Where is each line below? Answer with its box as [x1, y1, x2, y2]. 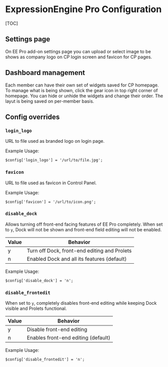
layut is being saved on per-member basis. [5, 98, 95, 104]
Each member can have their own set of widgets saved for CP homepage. [5, 82, 159, 88]
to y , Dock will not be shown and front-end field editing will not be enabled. [5, 226, 162, 232]
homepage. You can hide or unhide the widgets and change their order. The [5, 93, 163, 99]
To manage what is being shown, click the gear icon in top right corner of [5, 87, 158, 93]
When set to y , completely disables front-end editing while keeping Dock [5, 300, 157, 306]
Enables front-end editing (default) [27, 334, 110, 341]
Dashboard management [5, 68, 85, 77]
